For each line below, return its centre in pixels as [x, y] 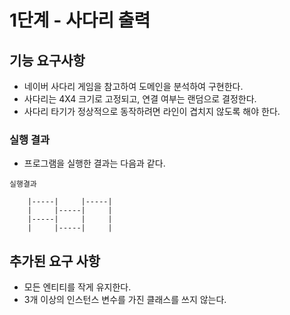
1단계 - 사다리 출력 [80, 20]
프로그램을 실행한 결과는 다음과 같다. [94, 163]
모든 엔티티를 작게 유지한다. [77, 287]
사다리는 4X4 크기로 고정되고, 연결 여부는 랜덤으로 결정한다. [140, 99]
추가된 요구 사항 [55, 261]
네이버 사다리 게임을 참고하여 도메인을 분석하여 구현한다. [133, 86]
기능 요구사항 [47, 60]
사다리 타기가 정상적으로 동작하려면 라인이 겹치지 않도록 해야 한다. [152, 111]
